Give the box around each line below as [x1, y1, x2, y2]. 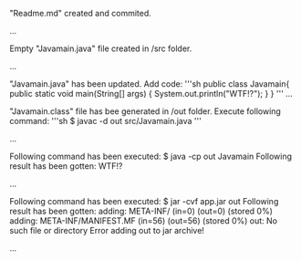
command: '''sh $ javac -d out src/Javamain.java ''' [9, 116, 202, 126]
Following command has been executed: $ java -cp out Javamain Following [9, 151, 293, 162]
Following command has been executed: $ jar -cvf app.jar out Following [9, 196, 279, 206]
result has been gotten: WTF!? [9, 161, 123, 172]
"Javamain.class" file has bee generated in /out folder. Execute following [9, 106, 281, 117]
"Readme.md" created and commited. [9, 8, 152, 18]
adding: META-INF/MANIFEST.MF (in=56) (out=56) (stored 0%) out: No [9, 215, 278, 226]
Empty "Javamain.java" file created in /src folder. [9, 43, 192, 54]
